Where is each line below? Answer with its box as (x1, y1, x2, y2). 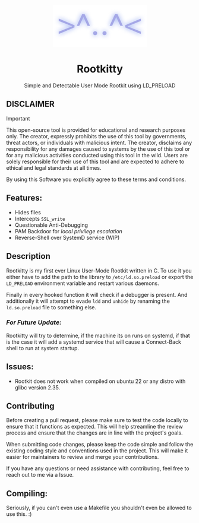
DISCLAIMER (6, 99, 55, 109)
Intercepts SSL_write (14, 215, 65, 222)
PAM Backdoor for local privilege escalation (14, 227, 123, 234)
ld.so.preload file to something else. (6, 303, 97, 310)
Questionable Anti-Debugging (14, 221, 88, 229)
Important (6, 115, 30, 122)
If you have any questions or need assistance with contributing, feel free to (6, 465, 189, 472)
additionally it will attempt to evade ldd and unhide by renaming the (6, 297, 170, 305)
